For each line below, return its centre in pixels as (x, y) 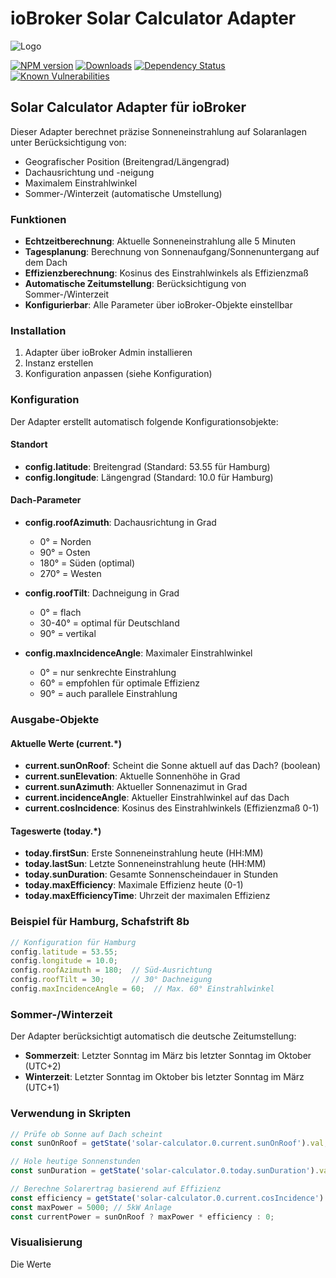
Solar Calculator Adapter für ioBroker (128, 107)
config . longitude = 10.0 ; (64, 961)
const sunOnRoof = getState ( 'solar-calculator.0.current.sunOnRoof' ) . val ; (169, 1143)
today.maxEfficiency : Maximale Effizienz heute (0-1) (134, 885)
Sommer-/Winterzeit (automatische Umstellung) (123, 193)
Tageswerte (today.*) (56, 831)
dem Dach (46, 263)
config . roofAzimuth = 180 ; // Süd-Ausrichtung (111, 970)
